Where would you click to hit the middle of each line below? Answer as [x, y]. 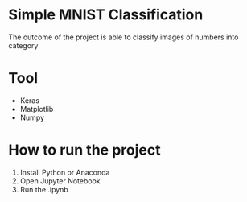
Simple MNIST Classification [106, 15]
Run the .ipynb [44, 189]
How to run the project [84, 150]
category [23, 45]
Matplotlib [37, 109]
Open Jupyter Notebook [60, 181]
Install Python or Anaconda [65, 172]
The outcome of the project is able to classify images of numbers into [123, 37]
